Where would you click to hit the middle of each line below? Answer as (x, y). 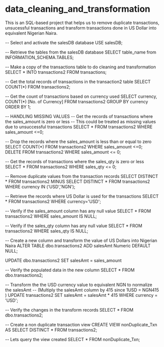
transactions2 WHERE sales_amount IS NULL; (51, 216)
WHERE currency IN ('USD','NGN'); (40, 187)
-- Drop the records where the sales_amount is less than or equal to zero (78, 142)
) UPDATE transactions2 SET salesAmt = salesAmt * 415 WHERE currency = (82, 295)
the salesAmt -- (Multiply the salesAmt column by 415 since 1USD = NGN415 (82, 290)
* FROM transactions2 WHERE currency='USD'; (53, 201)
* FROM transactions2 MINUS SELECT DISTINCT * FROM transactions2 (78, 181)
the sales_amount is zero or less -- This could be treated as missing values (81, 121)
